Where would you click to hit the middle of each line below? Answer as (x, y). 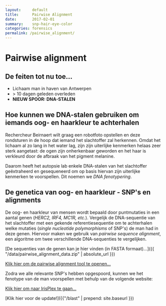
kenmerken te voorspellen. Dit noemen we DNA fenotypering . (68, 177)
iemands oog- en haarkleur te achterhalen (72, 123)
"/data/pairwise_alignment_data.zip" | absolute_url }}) (60, 254)
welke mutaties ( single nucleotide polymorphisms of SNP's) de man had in (82, 228)
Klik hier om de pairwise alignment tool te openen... (58, 263)
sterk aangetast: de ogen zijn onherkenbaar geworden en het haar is (76, 150)
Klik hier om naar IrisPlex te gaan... (41, 288)
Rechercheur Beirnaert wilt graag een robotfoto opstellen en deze (73, 135)
